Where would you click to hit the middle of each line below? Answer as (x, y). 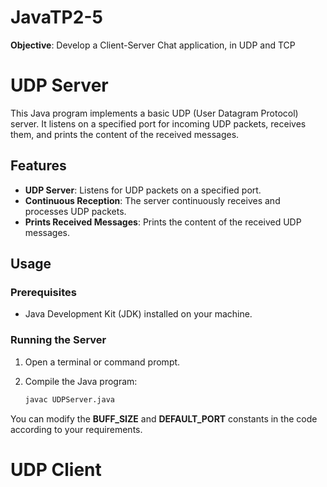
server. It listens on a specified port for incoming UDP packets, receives (158, 123)
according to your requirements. (76, 429)
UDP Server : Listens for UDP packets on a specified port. (143, 190)
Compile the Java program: (81, 381)
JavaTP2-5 (56, 17)
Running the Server (58, 340)
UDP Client (56, 469)
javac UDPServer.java (69, 399)
